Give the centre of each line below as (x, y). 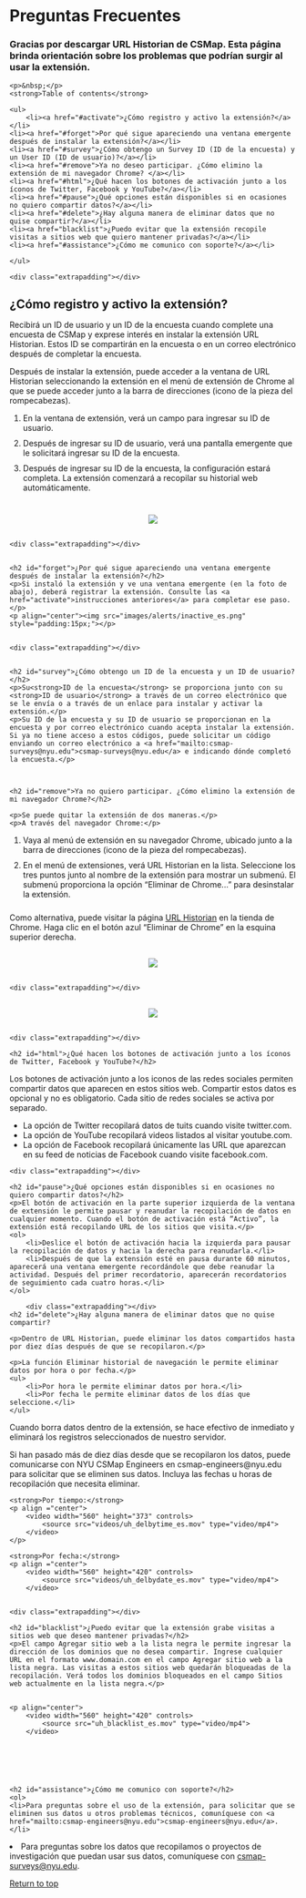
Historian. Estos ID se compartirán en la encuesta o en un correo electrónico (153, 344)
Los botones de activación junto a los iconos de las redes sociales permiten (151, 1079)
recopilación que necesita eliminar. (75, 1484)
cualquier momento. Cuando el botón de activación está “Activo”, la (144, 1219)
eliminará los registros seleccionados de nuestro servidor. (118, 1437)
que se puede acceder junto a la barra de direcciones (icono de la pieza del (151, 391)
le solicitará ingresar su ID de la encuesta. (101, 453)
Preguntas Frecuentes (95, 16)
